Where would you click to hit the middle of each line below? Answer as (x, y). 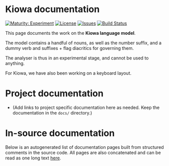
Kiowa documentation (52, 9)
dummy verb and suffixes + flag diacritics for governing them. (70, 48)
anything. (15, 63)
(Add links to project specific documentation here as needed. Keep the (86, 107)
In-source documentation (60, 133)
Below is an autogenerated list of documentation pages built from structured (84, 147)
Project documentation (54, 94)
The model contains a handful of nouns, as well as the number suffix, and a (83, 43)
